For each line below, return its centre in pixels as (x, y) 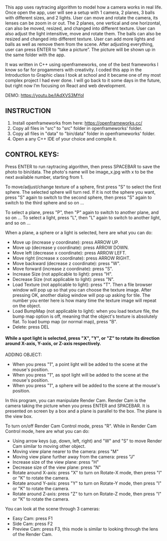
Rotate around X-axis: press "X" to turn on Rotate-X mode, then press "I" (87, 472)
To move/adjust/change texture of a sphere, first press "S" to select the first (83, 187)
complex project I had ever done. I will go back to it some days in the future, (83, 80)
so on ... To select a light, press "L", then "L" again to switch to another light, (83, 217)
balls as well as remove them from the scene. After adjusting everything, (80, 44)
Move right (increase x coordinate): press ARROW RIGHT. (71, 258)
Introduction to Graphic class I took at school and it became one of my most (83, 75)
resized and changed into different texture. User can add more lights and (80, 39)
